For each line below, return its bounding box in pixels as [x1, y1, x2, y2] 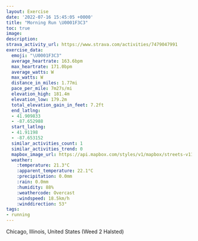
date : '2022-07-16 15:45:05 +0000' [6, 14, 94, 20]
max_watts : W [11, 74, 44, 80]
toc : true [6, 25, 31, 31]
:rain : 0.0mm [16, 179, 49, 185]
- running [6, 212, 31, 218]
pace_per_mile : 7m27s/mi [11, 86, 72, 92]
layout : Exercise [6, 8, 49, 15]
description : [6, 36, 38, 42]
